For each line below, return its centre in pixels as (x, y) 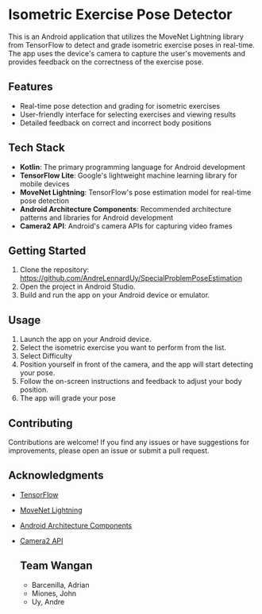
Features (31, 87)
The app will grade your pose (68, 398)
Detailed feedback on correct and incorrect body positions (116, 123)
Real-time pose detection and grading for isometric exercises (120, 106)
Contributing (40, 423)
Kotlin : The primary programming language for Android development (132, 167)
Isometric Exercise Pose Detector (120, 15)
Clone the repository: (54, 270)
